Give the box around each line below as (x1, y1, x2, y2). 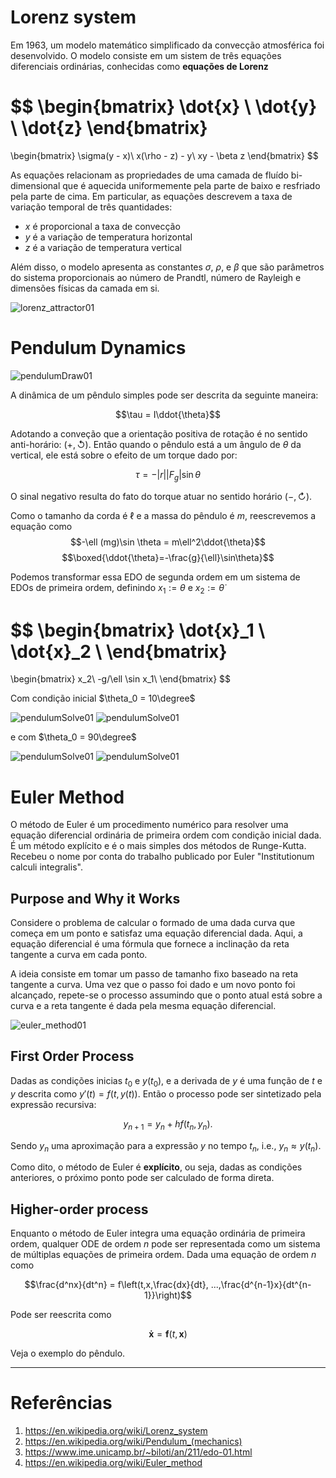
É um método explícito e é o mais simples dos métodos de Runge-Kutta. (10, 840, 307, 852)
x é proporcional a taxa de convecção (24, 220, 181, 232)
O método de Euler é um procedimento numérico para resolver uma (10, 819, 289, 831)
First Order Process (10, 1048, 135, 1065)
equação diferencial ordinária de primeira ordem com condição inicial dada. (10, 829, 322, 841)
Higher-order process (10, 1201, 149, 1218)
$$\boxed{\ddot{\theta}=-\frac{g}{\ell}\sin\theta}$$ (61, 551, 275, 563)
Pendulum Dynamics (10, 337, 187, 360)
